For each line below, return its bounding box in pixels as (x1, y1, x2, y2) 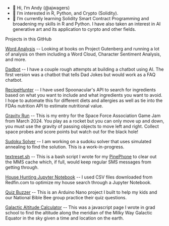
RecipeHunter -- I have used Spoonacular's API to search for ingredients (5, 87, 156, 93)
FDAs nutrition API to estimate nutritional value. (5, 103, 103, 108)
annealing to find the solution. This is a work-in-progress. (5, 144, 125, 150)
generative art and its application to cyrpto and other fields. (12, 26, 136, 32)
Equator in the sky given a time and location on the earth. (5, 215, 124, 221)
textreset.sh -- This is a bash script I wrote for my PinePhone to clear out (5, 154, 157, 159)
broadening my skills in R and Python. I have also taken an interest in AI (12, 21, 161, 27)
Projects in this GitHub (5, 36, 52, 42)
